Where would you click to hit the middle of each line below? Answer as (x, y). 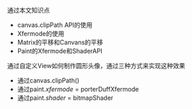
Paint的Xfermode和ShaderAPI (60, 51)
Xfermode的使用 (41, 34)
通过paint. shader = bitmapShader (65, 98)
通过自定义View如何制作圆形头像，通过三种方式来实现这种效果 (96, 66)
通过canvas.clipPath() (48, 81)
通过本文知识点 (28, 10)
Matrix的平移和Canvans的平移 (60, 42)
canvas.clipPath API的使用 (55, 25)
